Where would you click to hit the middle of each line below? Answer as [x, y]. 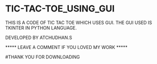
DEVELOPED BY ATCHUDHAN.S [39, 37]
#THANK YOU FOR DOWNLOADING [43, 57]
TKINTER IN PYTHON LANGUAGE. [41, 27]
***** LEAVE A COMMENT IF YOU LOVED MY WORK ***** [66, 47]
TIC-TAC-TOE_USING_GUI [60, 9]
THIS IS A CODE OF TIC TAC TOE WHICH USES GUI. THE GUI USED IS [79, 22]
